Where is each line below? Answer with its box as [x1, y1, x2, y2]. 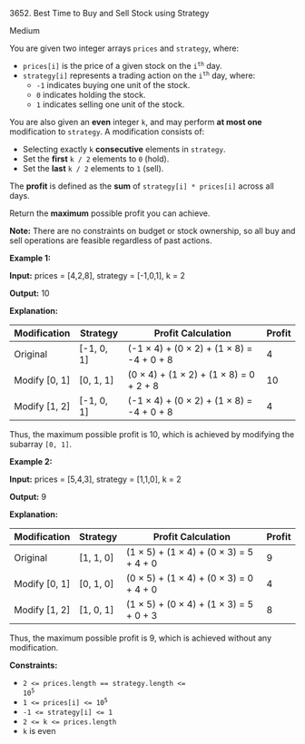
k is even [22, 725, 56, 736]
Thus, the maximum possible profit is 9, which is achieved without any [9, 632, 272, 643]
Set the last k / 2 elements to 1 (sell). [22, 163, 164, 173]
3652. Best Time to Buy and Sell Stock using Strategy [9, 8, 210, 18]
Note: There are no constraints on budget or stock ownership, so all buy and [9, 226, 296, 236]
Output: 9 [9, 492, 47, 502]
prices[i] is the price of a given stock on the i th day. [22, 61, 222, 71]
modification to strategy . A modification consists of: [9, 126, 205, 137]
